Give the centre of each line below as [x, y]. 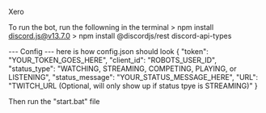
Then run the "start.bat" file [54, 101]
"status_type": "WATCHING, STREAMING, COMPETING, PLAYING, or [122, 69]
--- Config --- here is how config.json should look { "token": [108, 51]
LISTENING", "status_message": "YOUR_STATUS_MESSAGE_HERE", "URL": [133, 77]
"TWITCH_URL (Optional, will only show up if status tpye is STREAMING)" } [133, 86]
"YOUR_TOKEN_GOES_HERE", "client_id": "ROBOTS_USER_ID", [112, 60]
